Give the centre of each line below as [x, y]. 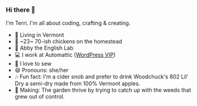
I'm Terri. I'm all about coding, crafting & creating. [68, 23]
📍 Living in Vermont [39, 35]
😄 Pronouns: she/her [41, 70]
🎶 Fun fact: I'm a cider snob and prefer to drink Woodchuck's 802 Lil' [102, 77]
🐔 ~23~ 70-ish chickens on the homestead [69, 42]
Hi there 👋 [21, 10]
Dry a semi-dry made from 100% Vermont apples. [77, 84]
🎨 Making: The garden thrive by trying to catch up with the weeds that [103, 90]
